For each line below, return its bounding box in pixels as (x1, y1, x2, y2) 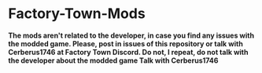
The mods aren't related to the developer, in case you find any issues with (8, 31, 254, 40)
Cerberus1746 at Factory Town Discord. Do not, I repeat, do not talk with (8, 47, 249, 57)
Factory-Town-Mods (8, 5, 146, 23)
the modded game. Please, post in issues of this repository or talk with (8, 38, 244, 48)
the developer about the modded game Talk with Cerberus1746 (8, 56, 219, 65)
